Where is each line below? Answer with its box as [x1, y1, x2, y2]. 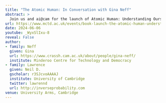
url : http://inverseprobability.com [9, 85, 85, 91]
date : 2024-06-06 [5, 26, 41, 31]
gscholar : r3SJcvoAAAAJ [9, 72, 58, 77]
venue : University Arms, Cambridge [5, 90, 79, 95]
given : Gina [9, 49, 35, 53]
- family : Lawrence [5, 62, 45, 67]
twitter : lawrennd [9, 81, 48, 86]
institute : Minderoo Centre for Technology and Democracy [9, 58, 132, 63]
